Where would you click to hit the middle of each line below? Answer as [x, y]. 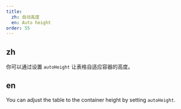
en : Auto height [31, 22]
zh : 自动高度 [26, 17]
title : [14, 11]
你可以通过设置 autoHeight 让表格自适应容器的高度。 [70, 67]
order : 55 [18, 28]
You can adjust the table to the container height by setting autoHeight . [91, 100]
